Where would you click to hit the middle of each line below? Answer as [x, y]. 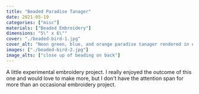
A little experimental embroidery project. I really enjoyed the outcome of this [99, 72]
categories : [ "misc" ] [33, 22]
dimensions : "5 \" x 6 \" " [37, 33]
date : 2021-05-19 [28, 17]
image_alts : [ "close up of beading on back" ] [63, 55]
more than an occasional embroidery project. [61, 84]
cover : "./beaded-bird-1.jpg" [44, 39]
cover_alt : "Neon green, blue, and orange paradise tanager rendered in [98, 45]
